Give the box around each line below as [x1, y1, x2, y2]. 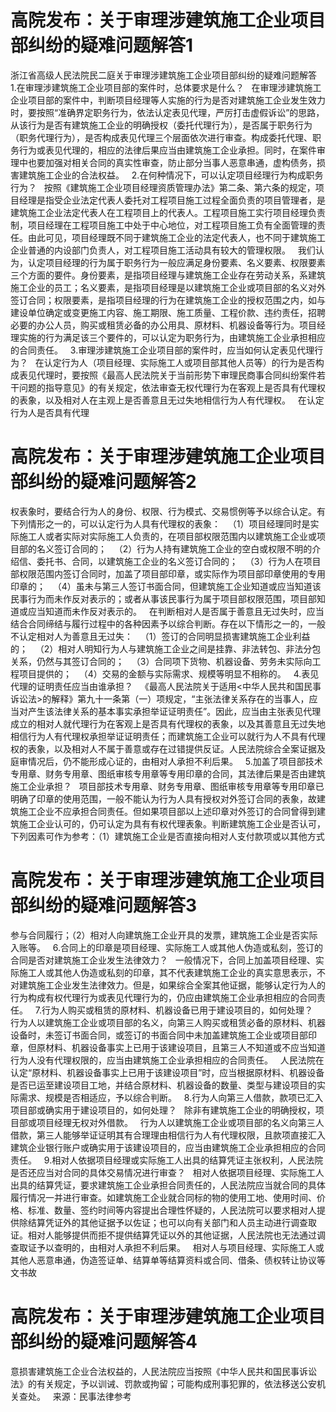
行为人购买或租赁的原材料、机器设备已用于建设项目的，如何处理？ [41, 1004, 314, 1016]
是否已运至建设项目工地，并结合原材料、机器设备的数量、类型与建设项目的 [10, 1079, 317, 1091]
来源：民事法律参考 [52, 1390, 132, 1402]
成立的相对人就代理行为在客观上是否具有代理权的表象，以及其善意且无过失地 [10, 717, 326, 730]
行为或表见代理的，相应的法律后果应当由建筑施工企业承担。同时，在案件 [18, 144, 317, 156]
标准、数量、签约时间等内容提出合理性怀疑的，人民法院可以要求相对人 [27, 1204, 317, 1216]
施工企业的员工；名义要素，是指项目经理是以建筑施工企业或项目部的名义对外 [10, 281, 326, 293]
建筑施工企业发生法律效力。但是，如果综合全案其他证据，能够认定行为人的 [18, 979, 326, 991]
